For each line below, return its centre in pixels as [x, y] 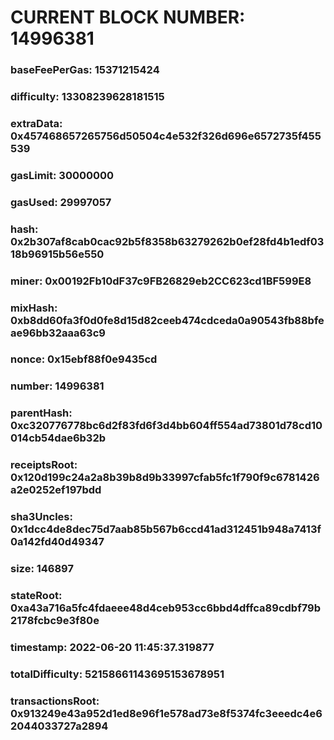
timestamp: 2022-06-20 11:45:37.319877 [112, 647]
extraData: [36, 123]
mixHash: [34, 308]
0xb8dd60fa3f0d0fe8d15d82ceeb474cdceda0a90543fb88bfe [167, 320]
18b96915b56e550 [57, 254]
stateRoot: [36, 596]
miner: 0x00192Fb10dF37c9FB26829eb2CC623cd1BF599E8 [161, 281]
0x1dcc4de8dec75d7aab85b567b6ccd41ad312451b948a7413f [166, 529]
